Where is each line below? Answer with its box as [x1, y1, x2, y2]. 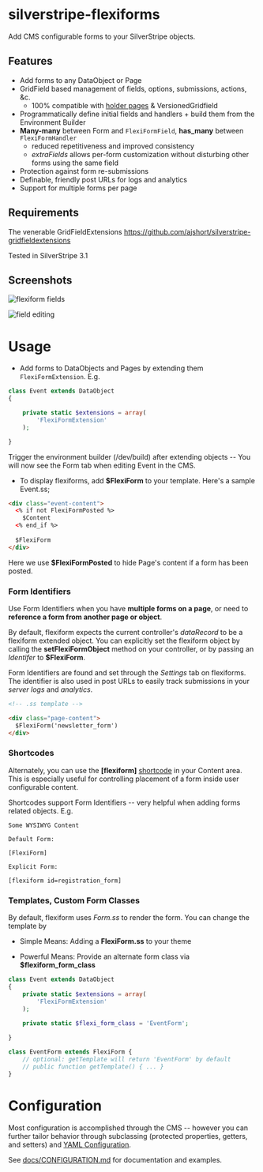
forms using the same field [31, 158, 118, 167]
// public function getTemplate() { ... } [22, 1062, 164, 1071]
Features [8, 54, 53, 68]
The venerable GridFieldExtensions [8, 227, 122, 236]
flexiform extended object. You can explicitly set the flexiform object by [8, 636, 241, 645]
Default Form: [8, 835, 55, 843]
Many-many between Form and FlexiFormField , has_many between [19, 126, 244, 135]
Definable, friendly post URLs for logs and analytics [19, 175, 188, 184]
